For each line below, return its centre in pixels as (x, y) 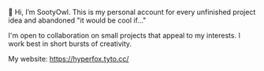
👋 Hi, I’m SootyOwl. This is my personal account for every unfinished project (132, 12)
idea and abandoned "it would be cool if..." (77, 20)
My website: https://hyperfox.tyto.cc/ (69, 59)
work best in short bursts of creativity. (70, 44)
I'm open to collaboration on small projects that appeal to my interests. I (124, 35)
